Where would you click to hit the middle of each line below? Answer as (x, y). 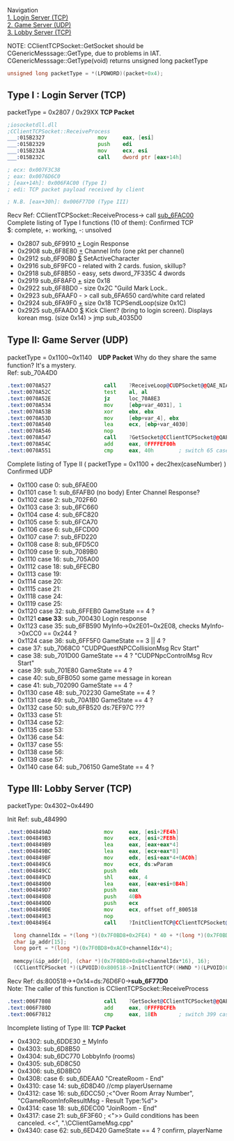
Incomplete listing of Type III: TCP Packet (67, 1028)
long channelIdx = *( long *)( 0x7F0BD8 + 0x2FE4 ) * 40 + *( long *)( (110, 935)
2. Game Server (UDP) (39, 25)
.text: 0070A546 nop (60, 431)
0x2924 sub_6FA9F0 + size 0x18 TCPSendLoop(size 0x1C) (102, 303)
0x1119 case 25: (40, 603)
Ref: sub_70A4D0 (32, 373)
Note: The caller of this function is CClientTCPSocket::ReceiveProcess (108, 988)
